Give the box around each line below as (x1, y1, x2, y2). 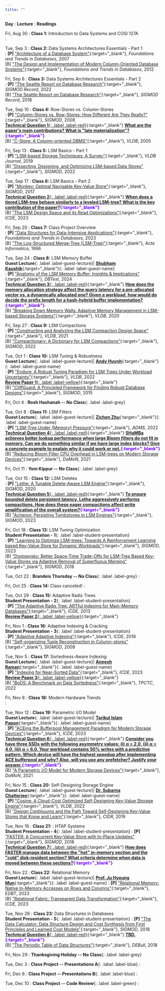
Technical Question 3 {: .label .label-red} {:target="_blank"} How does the (5, 281, 154, 287)
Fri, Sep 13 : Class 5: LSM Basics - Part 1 (5, 147, 88, 153)
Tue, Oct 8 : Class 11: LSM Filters (5, 409, 72, 415)
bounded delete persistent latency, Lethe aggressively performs (5, 496, 140, 502)
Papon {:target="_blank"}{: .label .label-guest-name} (5, 720, 111, 726)
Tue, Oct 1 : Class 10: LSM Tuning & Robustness (5, 353, 102, 359)
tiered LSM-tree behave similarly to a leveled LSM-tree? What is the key (5, 199, 155, 205)
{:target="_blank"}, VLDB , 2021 (5, 333, 68, 339)
